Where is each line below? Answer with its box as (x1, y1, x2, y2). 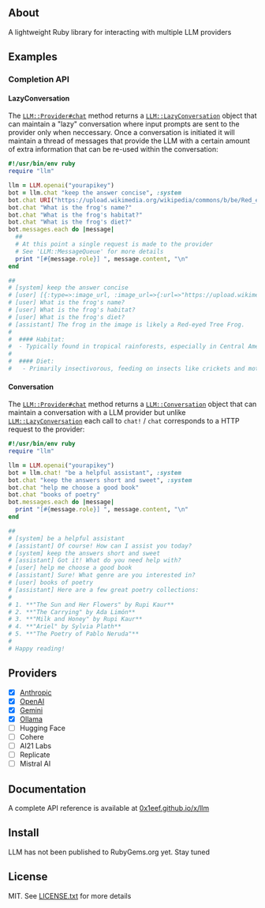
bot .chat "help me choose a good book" (8, 484, 140, 492)
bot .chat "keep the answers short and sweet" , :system (8, 476, 192, 484)
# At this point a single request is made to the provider (15, 240, 214, 248)
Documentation (8, 782, 87, 796)
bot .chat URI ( (8, 196, 55, 204)
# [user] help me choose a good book (8, 564, 132, 572)
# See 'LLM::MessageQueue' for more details (15, 247, 164, 255)
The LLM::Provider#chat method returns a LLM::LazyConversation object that (8, 111, 257, 121)
